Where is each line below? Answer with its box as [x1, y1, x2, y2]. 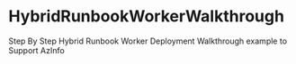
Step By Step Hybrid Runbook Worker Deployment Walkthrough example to [8, 36, 288, 46]
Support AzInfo [8, 44, 65, 55]
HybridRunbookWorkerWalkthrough [8, 6, 285, 27]
